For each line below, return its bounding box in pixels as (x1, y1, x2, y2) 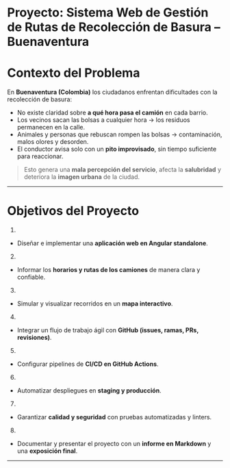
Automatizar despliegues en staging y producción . (16, 386, 162, 395)
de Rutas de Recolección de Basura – (7, 19, 220, 35)
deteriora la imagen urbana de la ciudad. (23, 173, 140, 181)
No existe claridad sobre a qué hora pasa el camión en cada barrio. (16, 108, 209, 117)
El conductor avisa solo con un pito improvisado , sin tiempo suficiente (16, 145, 217, 153)
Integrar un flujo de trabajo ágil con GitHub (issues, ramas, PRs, (16, 326, 199, 334)
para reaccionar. (16, 152, 64, 160)
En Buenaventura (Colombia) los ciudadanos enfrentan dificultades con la (7, 88, 218, 97)
